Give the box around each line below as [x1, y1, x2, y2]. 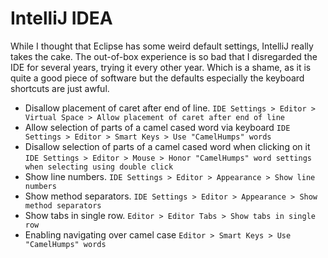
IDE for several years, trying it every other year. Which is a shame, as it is [10, 61, 312, 73]
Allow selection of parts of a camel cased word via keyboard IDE [24, 121, 291, 133]
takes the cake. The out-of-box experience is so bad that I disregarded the [10, 50, 318, 62]
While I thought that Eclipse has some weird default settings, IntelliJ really [10, 40, 314, 52]
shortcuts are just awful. [10, 82, 110, 94]
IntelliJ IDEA [10, 7, 113, 30]
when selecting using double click [24, 162, 174, 172]
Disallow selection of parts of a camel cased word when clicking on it [24, 140, 311, 152]
